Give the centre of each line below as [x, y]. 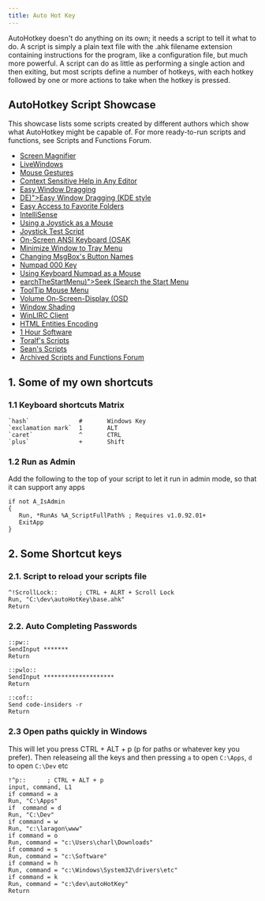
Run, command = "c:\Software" [58, 856]
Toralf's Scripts [44, 341]
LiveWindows [41, 164]
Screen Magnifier [48, 156]
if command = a [33, 794]
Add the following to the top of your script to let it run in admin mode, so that [132, 479]
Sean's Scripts [43, 349]
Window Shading [47, 307]
